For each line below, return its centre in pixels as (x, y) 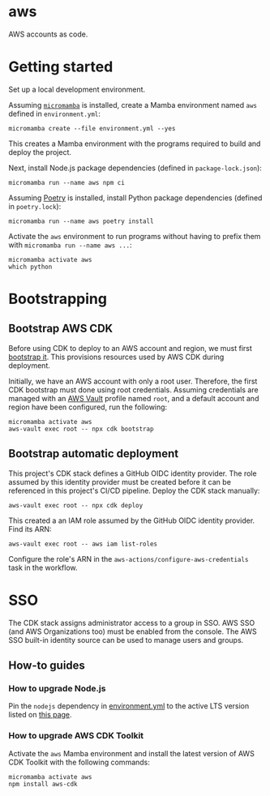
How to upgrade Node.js (57, 688)
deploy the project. (40, 152)
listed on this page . (40, 715)
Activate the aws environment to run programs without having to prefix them (135, 236)
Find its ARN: (30, 529)
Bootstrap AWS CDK (61, 329)
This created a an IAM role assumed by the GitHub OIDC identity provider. (132, 520)
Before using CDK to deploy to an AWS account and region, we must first (131, 348)
